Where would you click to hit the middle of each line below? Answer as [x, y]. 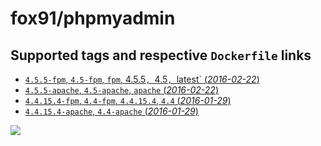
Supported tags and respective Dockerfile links [161, 55]
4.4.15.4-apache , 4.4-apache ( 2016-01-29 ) [111, 111]
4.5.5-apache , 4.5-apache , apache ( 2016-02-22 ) [121, 90]
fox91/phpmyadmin [93, 18]
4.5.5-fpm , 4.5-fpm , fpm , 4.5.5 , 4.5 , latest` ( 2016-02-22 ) [142, 79]
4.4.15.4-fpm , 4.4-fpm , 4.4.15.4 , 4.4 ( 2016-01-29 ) [128, 100]
